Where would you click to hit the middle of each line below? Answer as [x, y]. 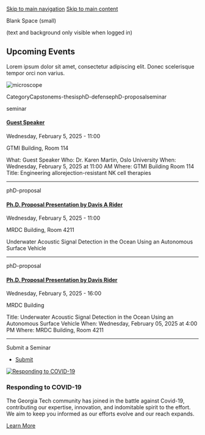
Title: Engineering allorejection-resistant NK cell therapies [79, 173]
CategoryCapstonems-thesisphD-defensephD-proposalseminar [87, 97]
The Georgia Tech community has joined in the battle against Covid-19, [95, 401]
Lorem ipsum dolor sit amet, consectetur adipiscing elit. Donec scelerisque [100, 66]
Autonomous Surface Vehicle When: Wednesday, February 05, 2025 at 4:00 [102, 324]
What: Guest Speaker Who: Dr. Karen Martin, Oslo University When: [91, 160]
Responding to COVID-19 [44, 387]
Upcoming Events [41, 52]
